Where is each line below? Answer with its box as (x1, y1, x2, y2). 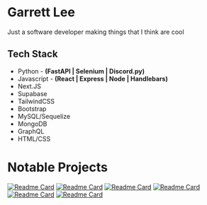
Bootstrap (17, 104, 47, 113)
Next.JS (17, 82, 41, 90)
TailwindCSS (17, 97, 55, 105)
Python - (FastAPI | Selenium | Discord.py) (17, 66, 145, 75)
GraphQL (17, 127, 45, 135)
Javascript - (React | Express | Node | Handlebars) (17, 74, 168, 83)
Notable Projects (7, 159, 108, 175)
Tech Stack (7, 48, 58, 60)
